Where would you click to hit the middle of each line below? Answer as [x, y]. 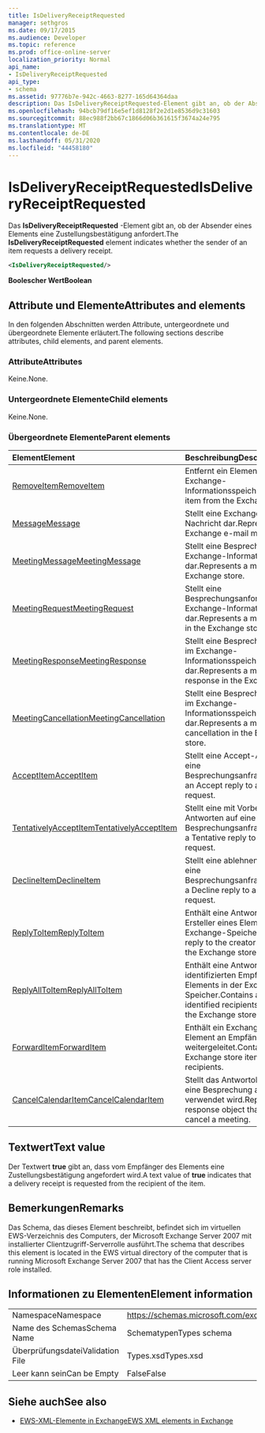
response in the [214, 680]
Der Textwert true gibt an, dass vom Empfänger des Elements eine [116, 1166]
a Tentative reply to [220, 837]
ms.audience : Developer [47, 38]
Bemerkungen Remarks [66, 1208]
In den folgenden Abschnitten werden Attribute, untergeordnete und [119, 324]
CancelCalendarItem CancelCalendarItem [88, 1099]
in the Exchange [215, 628]
